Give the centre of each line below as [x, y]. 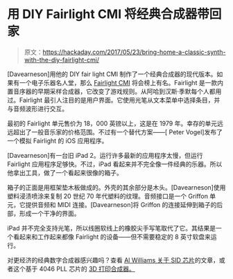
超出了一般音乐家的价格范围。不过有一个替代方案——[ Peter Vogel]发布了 [118, 132]
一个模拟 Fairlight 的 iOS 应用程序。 [58, 141]
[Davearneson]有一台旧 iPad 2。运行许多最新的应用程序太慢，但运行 [105, 155]
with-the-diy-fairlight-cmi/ [61, 60]
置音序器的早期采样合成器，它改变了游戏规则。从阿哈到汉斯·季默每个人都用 [114, 91]
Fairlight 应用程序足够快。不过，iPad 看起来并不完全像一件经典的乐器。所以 [115, 164]
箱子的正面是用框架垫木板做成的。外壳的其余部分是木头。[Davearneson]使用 [116, 187]
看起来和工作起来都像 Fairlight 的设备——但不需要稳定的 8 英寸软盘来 [112, 237]
